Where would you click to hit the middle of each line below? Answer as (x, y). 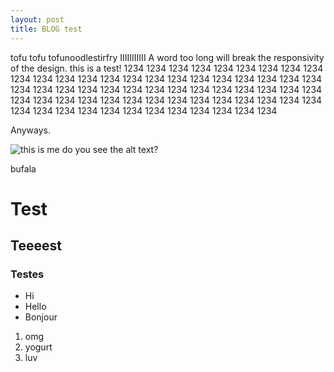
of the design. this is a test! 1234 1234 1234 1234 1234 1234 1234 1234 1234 (167, 68)
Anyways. (30, 130)
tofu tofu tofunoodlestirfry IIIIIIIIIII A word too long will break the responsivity (167, 57)
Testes (27, 274)
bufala (23, 168)
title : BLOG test (46, 29)
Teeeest (36, 246)
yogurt (38, 347)
